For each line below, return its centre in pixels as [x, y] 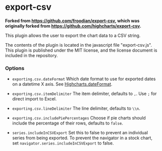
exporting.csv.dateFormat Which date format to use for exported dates [84, 79]
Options [15, 68]
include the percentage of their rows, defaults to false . [68, 123]
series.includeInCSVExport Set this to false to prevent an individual [80, 133]
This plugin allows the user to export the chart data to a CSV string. [73, 35]
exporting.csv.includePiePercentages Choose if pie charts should [79, 118]
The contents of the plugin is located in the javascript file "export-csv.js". [79, 45]
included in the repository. [31, 55]
